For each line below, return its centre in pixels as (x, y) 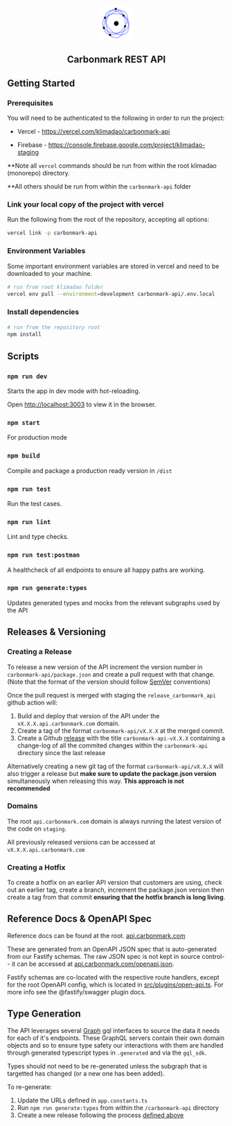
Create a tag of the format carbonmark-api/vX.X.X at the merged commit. (121, 730)
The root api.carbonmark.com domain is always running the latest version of (114, 821)
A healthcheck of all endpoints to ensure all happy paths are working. (106, 570)
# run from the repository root (54, 327)
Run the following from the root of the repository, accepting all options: (108, 220)
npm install (24, 335)
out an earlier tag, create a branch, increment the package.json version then (116, 890)
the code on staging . (37, 829)
